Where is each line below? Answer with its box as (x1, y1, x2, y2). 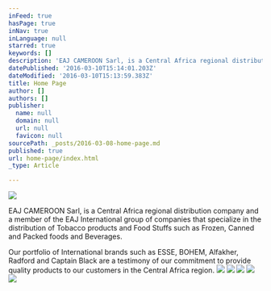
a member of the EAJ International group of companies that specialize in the (8, 214, 262, 224)
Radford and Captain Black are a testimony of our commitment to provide (8, 256, 252, 266)
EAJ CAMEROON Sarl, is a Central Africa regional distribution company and (8, 206, 260, 216)
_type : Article (8, 162, 60, 170)
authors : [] (8, 94, 48, 102)
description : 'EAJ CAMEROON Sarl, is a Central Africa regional (8, 57, 229, 65)
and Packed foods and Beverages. (8, 231, 123, 242)
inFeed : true (8, 11, 52, 20)
